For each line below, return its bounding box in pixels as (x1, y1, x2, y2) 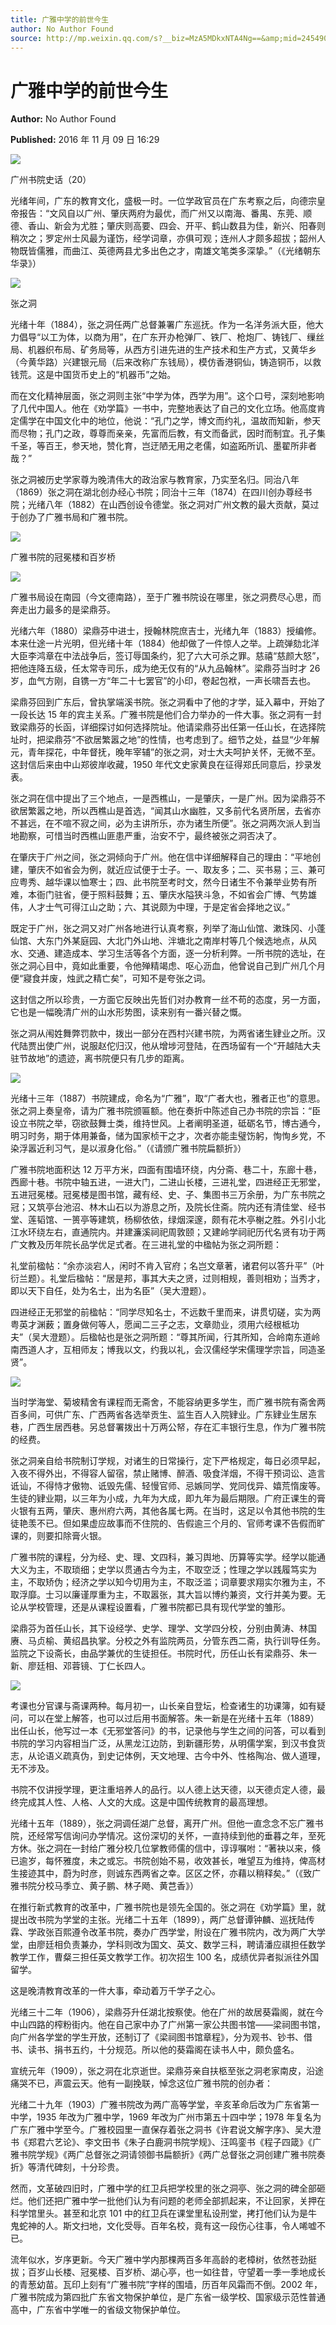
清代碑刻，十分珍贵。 (36, 2161, 125, 2173)
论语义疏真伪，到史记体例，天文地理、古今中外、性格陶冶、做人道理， (36, 1750, 326, 1762)
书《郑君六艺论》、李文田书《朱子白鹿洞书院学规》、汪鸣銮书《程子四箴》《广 (10, 2136, 322, 2148)
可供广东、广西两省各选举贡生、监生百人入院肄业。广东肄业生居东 (44, 1409, 317, 1421)
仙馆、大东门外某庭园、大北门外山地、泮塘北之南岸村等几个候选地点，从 (10, 935, 308, 947)
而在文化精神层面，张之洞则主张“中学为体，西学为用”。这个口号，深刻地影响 (10, 390, 325, 402)
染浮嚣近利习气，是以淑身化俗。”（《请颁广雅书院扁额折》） (10, 1142, 247, 1155)
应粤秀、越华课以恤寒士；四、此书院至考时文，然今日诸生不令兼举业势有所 (10, 876, 317, 888)
